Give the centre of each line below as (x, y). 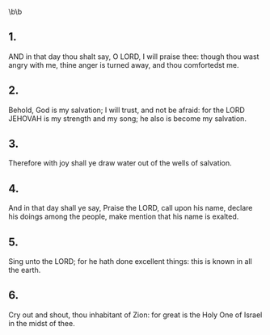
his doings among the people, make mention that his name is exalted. (124, 216)
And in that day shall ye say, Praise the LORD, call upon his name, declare (131, 208)
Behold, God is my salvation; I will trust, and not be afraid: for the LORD (127, 110)
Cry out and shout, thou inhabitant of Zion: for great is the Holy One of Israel (135, 315)
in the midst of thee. (42, 323)
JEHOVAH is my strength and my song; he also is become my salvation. (127, 118)
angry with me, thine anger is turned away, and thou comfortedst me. (124, 65)
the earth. (25, 270)
